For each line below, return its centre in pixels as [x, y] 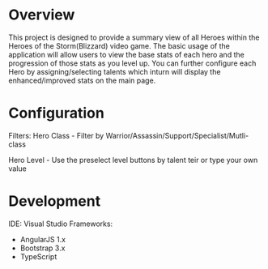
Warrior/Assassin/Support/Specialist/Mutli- [177, 135]
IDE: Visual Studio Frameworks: [61, 224]
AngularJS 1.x [43, 239]
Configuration [57, 113]
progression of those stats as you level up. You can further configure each [132, 63]
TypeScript [38, 256]
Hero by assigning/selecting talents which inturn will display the [115, 71]
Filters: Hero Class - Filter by [56, 135]
